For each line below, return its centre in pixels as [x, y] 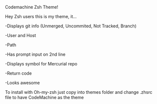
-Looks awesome [22, 83]
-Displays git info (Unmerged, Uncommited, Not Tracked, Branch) [71, 26]
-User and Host [21, 35]
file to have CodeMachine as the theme [44, 97]
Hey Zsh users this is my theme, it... [41, 16]
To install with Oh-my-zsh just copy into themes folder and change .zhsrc [79, 92]
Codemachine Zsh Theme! [32, 7]
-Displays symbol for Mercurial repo [41, 64]
